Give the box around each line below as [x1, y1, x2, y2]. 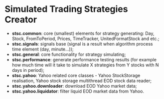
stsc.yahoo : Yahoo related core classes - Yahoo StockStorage [11, 72, 141, 78]
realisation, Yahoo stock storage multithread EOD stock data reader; [11, 78, 152, 84]
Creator [4, 14, 37, 25]
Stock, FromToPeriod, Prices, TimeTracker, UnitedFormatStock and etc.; [11, 36, 160, 42]
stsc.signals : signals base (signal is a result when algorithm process [11, 41, 153, 47]
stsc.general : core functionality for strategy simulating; [11, 51, 126, 57]
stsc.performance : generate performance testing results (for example [11, 56, 157, 62]
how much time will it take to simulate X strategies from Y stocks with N [11, 62, 159, 68]
